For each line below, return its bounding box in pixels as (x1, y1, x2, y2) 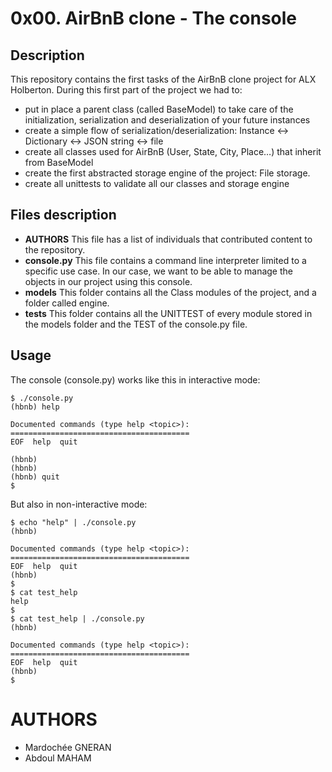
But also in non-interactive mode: (10, 498, 148, 510)
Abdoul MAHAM (24, 752, 92, 764)
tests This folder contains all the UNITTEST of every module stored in (24, 307, 313, 319)
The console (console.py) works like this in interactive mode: (10, 373, 261, 386)
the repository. (24, 243, 86, 256)
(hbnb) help (10, 402, 60, 412)
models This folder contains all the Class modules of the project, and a (24, 286, 317, 298)
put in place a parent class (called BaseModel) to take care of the (24, 103, 294, 115)
